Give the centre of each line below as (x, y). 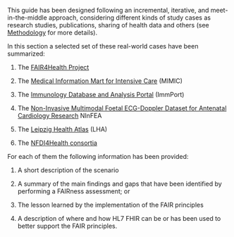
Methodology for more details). (52, 32)
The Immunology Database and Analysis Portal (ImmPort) (101, 95)
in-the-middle (27, 18)
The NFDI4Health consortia (57, 143)
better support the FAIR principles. (67, 226)
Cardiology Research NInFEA (60, 116)
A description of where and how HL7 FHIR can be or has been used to (119, 218)
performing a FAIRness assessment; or (74, 191)
